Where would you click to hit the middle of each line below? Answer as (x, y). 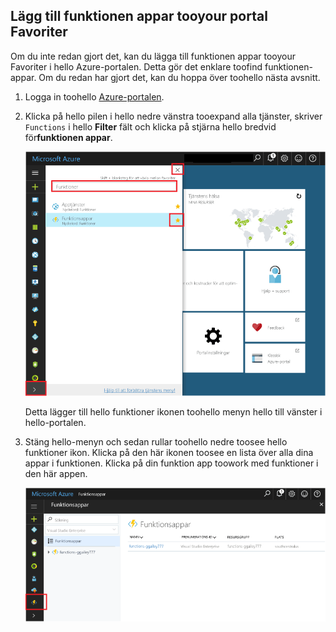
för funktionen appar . (68, 137)
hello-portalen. (55, 423)
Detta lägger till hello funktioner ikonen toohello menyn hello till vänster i (173, 412)
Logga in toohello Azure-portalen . (94, 96)
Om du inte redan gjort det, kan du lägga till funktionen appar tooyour (153, 56)
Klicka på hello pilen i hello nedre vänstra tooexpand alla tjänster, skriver (173, 116)
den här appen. (56, 474)
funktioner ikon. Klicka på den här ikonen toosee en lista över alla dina (169, 453)
